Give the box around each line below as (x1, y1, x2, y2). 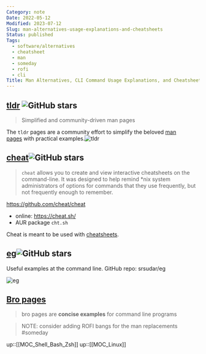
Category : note (6, 9, 45, 15)
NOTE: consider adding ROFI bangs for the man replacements (21, 323, 178, 330)
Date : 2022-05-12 (6, 15, 51, 21)
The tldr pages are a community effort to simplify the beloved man (6, 128, 177, 136)
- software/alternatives (12, 44, 75, 50)
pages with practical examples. (6, 134, 85, 142)
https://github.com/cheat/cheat (6, 200, 86, 207)
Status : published (6, 32, 53, 38)
